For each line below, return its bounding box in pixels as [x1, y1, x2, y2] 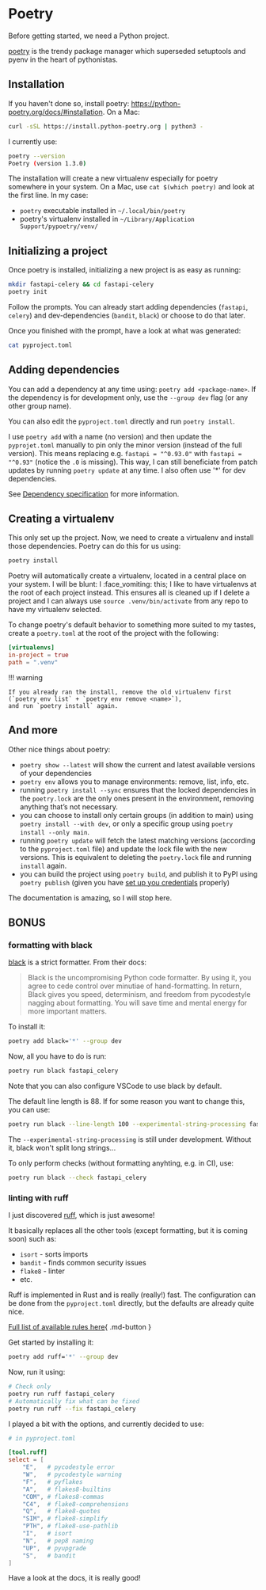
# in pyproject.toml [8, 1434, 77, 1442]
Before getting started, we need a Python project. [8, 31, 170, 40]
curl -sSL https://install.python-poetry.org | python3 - [8, 122, 203, 131]
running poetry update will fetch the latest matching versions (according [19, 835, 256, 845]
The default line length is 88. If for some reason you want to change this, [8, 1097, 245, 1106]
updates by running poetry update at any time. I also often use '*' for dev [8, 465, 246, 475]
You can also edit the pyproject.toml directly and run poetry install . [8, 417, 235, 426]
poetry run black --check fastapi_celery [8, 1173, 147, 1182]
